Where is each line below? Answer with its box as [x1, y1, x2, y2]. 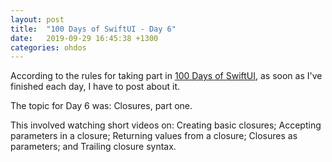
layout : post [10, 14, 65, 25]
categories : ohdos [10, 42, 87, 53]
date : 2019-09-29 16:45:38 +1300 [10, 33, 159, 43]
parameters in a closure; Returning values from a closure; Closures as [10, 130, 298, 142]
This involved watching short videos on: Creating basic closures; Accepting [10, 119, 322, 131]
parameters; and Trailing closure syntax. [10, 141, 177, 153]
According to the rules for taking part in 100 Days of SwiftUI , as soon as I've [10, 70, 323, 82]
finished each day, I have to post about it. [10, 81, 181, 93]
